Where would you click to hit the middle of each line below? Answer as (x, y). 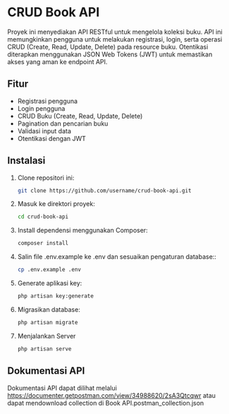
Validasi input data (44, 130)
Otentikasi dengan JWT (52, 138)
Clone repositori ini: (46, 178)
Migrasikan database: (49, 309)
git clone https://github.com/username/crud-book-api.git (104, 190)
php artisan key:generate (55, 296)
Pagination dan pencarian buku (63, 123)
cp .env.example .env (49, 270)
